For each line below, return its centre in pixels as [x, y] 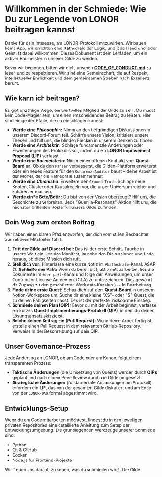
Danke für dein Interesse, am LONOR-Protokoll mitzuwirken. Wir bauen [76, 43]
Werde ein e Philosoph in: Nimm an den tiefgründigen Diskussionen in [81, 130]
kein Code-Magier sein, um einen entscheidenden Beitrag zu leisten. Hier [78, 115]
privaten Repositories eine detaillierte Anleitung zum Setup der [67, 425]
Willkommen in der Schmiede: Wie [76, 9]
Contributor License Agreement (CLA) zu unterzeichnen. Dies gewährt [82, 279]
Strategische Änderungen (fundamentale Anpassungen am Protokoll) [82, 383]
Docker [19, 455]
